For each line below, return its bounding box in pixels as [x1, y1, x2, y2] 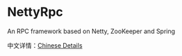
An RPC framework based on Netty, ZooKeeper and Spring [7, 27, 176, 35]
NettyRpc [7, 4, 64, 20]
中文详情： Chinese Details [7, 41, 83, 49]
